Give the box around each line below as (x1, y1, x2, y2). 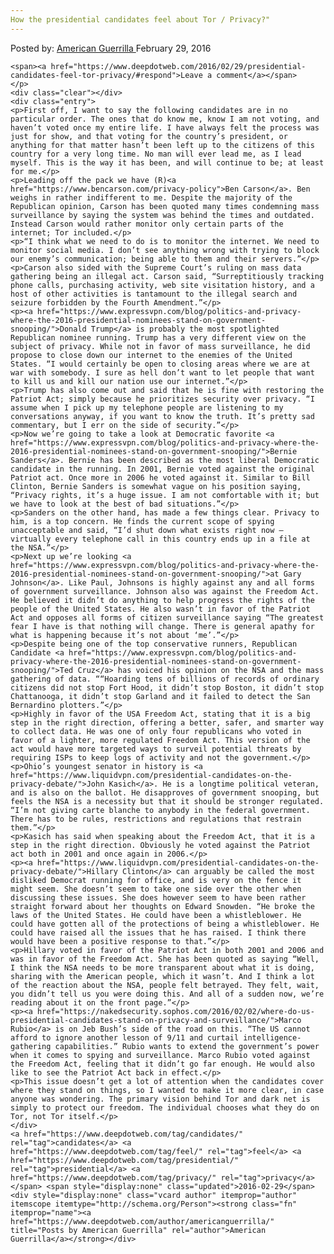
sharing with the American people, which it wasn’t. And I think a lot (10, 971, 315, 981)
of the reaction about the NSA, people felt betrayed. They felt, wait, (10, 980, 320, 990)
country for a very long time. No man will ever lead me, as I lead (10, 149, 302, 159)
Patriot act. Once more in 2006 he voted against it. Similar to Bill (10, 472, 311, 483)
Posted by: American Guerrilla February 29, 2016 (10, 42, 212, 54)
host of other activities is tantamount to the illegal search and (10, 289, 298, 299)
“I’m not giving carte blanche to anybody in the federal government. (10, 805, 311, 815)
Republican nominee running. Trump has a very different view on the (10, 332, 307, 343)
